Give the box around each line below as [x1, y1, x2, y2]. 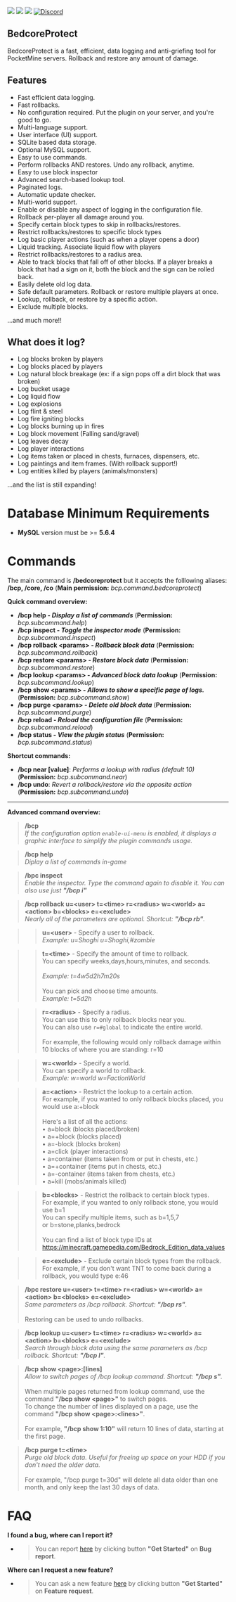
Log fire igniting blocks [17, 415, 84, 423]
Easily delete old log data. [17, 280, 93, 288]
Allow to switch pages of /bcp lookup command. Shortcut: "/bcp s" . [24, 1372, 223, 1381]
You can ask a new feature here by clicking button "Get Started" [34, 1579, 223, 1588]
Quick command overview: [7, 598, 88, 606]
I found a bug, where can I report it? [7, 1531, 114, 1539]
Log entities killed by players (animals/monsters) [17, 467, 158, 475]
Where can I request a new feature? [7, 1565, 114, 1575]
